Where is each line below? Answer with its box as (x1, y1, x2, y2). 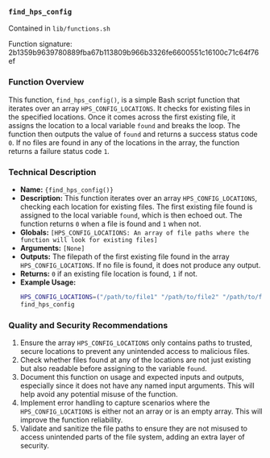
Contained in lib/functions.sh (8, 23, 110, 33)
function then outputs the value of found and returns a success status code (8, 129, 258, 139)
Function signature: (8, 40, 73, 49)
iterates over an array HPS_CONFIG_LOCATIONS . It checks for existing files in (8, 103, 251, 113)
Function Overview (8, 77, 85, 88)
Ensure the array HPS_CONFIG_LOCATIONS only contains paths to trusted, (19, 338, 252, 348)
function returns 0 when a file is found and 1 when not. (19, 219, 201, 228)
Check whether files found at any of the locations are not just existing (19, 355, 251, 364)
